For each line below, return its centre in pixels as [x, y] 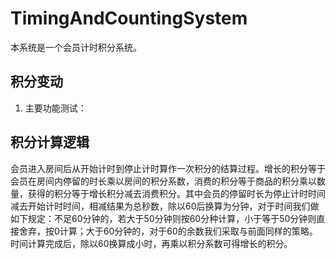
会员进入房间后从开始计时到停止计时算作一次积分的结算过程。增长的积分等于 [168, 168]
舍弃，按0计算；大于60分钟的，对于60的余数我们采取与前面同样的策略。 [168, 231]
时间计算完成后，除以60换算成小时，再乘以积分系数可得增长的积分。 [151, 243]
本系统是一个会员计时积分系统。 [76, 47]
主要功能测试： [55, 108]
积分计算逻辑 [50, 142]
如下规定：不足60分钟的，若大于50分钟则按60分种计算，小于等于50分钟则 [163, 218]
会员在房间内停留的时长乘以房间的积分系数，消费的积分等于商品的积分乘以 [163, 181]
